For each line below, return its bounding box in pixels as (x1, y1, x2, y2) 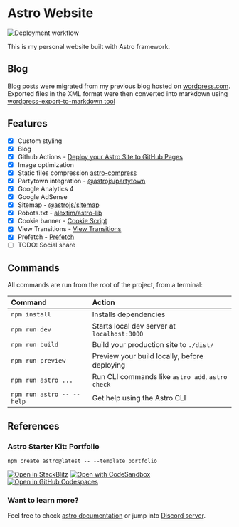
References (7, 420, 60, 432)
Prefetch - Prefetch (17, 233, 75, 241)
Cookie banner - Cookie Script (17, 217, 107, 225)
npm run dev (11, 326, 52, 334)
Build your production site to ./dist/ (92, 340, 214, 350)
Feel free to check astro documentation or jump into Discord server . (7, 511, 206, 520)
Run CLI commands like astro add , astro (92, 372, 228, 382)
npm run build (11, 341, 59, 349)
